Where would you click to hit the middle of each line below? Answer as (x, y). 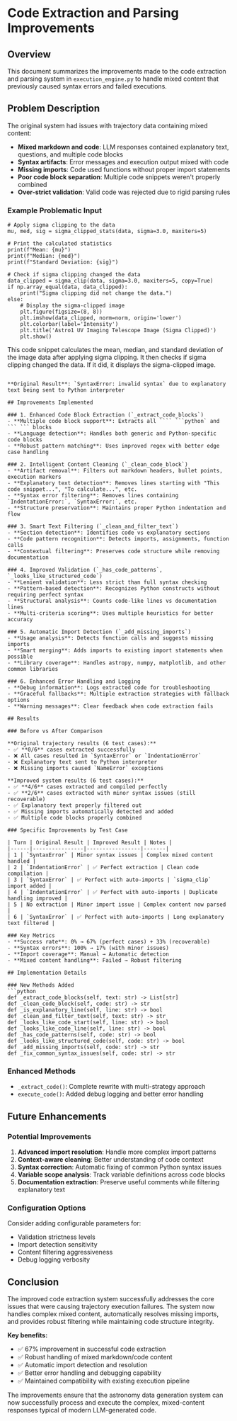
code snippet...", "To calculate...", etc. (73, 489)
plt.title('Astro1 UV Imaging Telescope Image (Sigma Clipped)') (118, 331)
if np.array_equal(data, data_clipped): (68, 287)
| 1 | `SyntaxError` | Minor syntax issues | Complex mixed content (110, 855)
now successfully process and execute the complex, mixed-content (106, 1403)
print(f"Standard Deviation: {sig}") (63, 262)
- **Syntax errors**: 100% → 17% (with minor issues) (88, 948)
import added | (30, 886)
